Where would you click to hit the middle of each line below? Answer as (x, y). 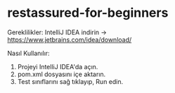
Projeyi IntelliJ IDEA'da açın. (58, 66)
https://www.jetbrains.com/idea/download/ (70, 39)
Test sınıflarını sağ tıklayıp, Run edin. (70, 81)
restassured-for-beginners (88, 13)
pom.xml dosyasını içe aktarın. (61, 74)
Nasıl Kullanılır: (29, 53)
